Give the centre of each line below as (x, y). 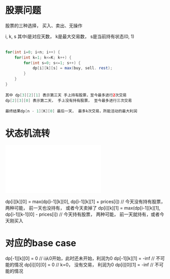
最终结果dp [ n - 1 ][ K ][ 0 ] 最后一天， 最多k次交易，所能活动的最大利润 (71, 111)
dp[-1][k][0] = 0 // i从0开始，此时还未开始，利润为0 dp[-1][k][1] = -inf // (80, 259)
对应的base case (41, 243)
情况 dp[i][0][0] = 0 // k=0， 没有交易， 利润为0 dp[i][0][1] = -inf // (84, 265)
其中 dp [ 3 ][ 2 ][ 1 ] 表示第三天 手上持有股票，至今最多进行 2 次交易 (66, 95)
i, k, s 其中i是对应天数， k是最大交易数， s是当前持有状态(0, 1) (70, 36)
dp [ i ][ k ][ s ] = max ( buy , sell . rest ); (73, 68)
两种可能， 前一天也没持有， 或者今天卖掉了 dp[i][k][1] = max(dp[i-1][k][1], (83, 208)
